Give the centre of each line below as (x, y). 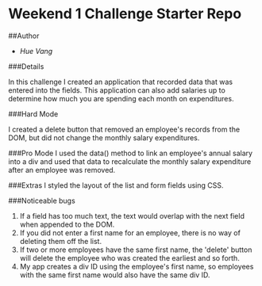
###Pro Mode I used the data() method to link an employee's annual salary (130, 153)
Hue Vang (36, 51)
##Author (24, 36)
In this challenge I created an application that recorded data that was (120, 82)
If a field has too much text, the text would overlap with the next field (132, 215)
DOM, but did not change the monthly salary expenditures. (104, 137)
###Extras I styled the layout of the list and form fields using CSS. (116, 185)
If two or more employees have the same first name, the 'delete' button (136, 250)
